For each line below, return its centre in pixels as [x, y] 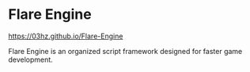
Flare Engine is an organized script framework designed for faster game [125, 51]
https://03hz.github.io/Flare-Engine [66, 36]
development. [30, 59]
